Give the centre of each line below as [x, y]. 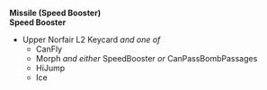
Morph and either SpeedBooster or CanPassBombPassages [147, 58]
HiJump [50, 68]
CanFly [49, 49]
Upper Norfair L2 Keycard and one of [91, 40]
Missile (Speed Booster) [55, 13]
